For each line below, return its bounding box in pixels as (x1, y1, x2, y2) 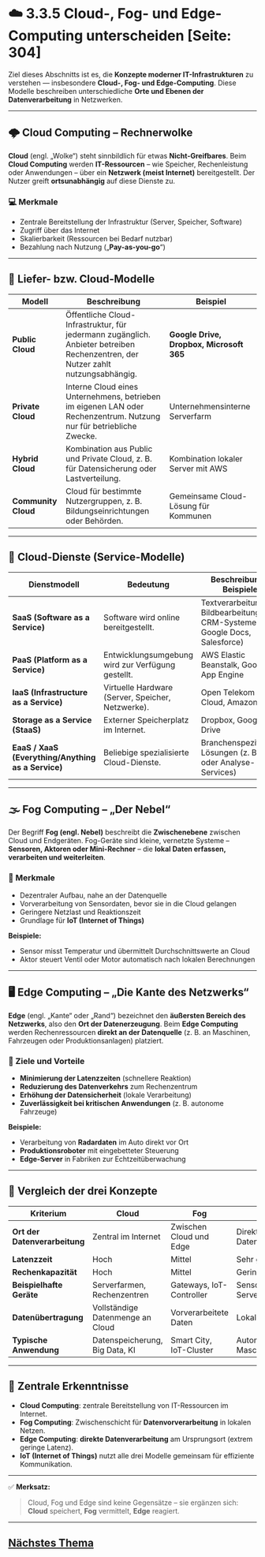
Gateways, (170, 1279, 211, 1290)
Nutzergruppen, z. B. (65, 495, 143, 506)
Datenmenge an (91, 1312, 151, 1323)
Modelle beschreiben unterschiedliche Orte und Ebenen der (8, 86, 204, 95)
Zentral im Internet (91, 1230, 161, 1241)
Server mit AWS (169, 463, 228, 474)
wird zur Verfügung (103, 659, 176, 670)
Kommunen (169, 510, 212, 521)
